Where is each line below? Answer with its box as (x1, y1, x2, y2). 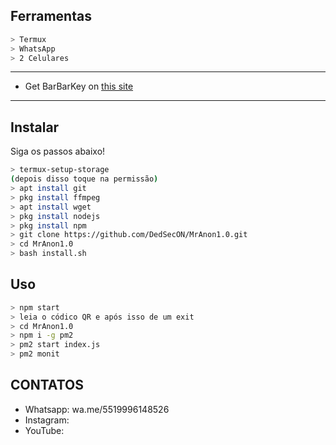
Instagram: (24, 414, 70, 426)
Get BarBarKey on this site (24, 80, 134, 93)
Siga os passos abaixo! (10, 145, 106, 158)
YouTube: (24, 424, 65, 436)
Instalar (10, 119, 60, 136)
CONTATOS (10, 377, 84, 394)
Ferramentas (10, 8, 92, 25)
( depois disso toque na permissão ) (10, 174, 159, 184)
